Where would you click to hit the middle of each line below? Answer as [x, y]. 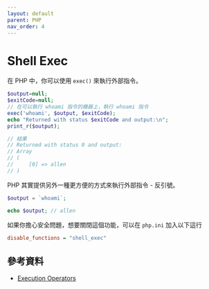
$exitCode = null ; [30, 100]
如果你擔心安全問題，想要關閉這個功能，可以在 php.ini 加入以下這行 [104, 225]
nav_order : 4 [26, 26]
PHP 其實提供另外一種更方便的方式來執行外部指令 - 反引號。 [93, 185]
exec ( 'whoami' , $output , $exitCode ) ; [62, 113]
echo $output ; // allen [42, 211]
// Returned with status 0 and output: [65, 145]
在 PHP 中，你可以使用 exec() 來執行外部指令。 [74, 81]
